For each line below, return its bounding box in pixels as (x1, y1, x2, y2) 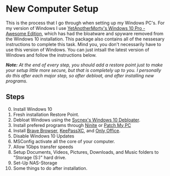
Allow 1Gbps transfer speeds (13, 144, 74, 150)
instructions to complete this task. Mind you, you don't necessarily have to (6, 41, 161, 47)
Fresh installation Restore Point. (13, 111, 80, 117)
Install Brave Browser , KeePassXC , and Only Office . (13, 127, 121, 134)
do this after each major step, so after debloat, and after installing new (6, 72, 154, 78)
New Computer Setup (6, 3, 98, 15)
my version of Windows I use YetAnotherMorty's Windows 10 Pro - (6, 25, 146, 31)
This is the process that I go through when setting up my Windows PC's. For (6, 20, 165, 26)
